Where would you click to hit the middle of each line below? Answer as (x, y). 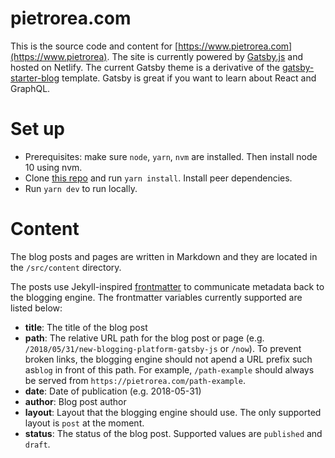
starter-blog (35, 78)
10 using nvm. (53, 167)
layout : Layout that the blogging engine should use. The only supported (173, 412)
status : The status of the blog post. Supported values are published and (173, 433)
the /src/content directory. (66, 267)
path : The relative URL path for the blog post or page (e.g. (144, 338)
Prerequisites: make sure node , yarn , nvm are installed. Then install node (171, 156)
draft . (37, 444)
